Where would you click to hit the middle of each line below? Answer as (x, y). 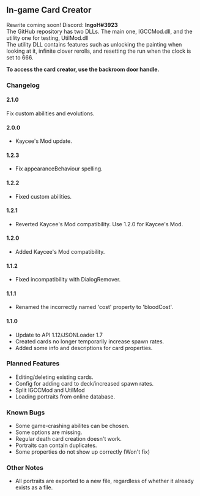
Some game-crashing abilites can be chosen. (72, 426)
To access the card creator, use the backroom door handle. (83, 69)
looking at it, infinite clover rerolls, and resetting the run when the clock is (99, 51)
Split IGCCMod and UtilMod (50, 390)
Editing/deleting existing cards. (54, 377)
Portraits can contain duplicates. (56, 445)
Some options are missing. (49, 432)
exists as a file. (34, 487)
